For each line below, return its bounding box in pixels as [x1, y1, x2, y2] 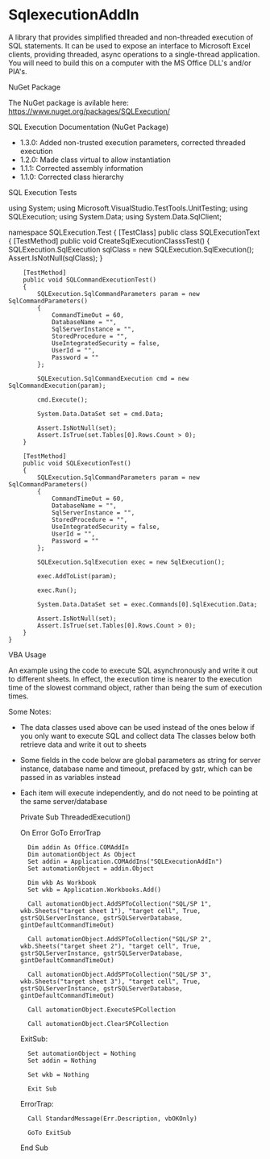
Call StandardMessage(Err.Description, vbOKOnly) [27, 1115, 197, 1123]
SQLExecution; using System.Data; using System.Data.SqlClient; [8, 211, 222, 221]
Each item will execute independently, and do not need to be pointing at [19, 788, 258, 798]
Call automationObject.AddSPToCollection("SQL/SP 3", [27, 970, 212, 978]
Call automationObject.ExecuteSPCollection [27, 1006, 176, 1014]
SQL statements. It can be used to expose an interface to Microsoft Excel [8, 40, 251, 50]
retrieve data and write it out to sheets [19, 740, 147, 749]
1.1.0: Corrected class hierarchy [19, 172, 124, 181]
